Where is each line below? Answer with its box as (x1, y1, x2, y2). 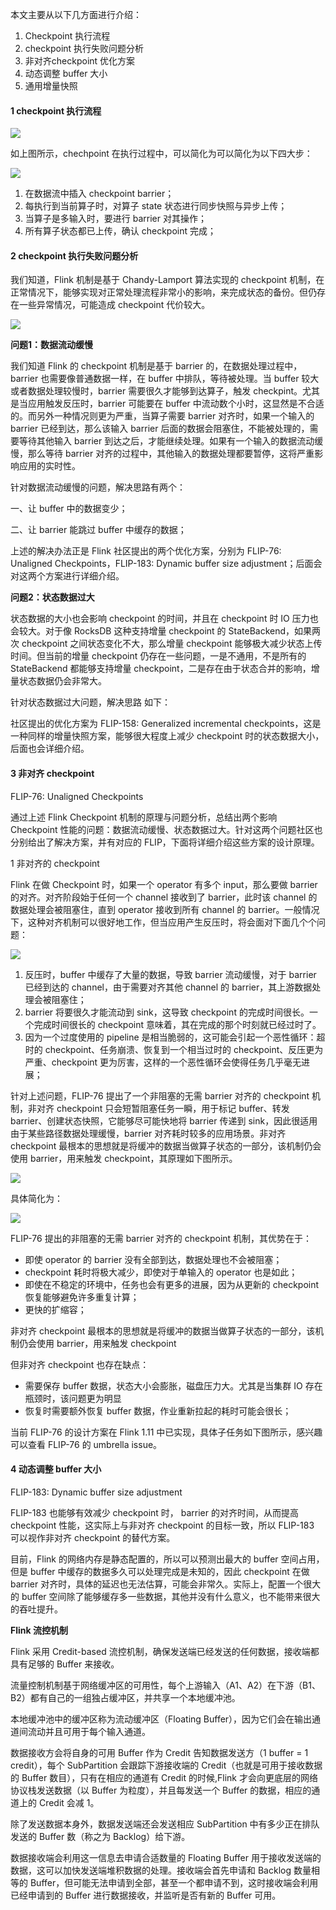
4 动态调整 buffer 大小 (10, 1463, 102, 1475)
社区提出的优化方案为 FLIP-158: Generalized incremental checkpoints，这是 (10, 718, 322, 730)
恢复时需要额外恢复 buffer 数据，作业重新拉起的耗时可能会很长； (24, 1404, 292, 1417)
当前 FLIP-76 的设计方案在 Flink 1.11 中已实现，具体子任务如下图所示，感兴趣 (10, 1426, 323, 1438)
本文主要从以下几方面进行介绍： (10, 9, 142, 20)
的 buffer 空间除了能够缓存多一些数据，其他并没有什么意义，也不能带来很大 (10, 1590, 321, 1602)
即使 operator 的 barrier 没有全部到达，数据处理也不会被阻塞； (24, 1253, 283, 1265)
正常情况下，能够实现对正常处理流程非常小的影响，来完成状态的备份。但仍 (10, 286, 317, 298)
